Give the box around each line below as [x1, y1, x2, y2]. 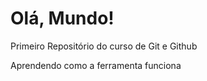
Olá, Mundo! [10, 7, 115, 30]
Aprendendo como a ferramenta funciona [10, 59, 182, 71]
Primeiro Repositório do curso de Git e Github [10, 40, 198, 52]
